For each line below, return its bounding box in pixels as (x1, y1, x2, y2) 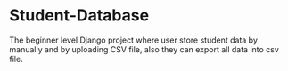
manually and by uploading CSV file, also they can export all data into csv (9, 43, 279, 54)
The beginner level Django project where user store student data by (9, 35, 259, 45)
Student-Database (9, 5, 150, 26)
